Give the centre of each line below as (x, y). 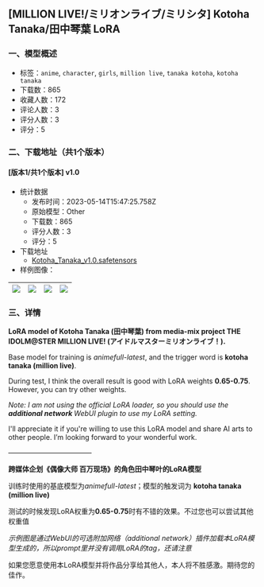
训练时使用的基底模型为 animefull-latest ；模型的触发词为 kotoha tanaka (125, 486)
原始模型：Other (58, 211)
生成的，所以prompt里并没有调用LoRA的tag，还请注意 (103, 548)
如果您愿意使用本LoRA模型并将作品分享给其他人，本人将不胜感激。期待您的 (132, 565)
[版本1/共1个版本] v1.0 (44, 173)
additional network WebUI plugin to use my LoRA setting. (103, 414)
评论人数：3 (39, 109)
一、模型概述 (33, 54)
